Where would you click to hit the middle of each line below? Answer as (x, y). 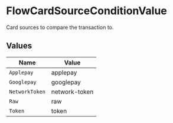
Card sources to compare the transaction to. (60, 27)
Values (19, 46)
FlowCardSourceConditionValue (86, 11)
